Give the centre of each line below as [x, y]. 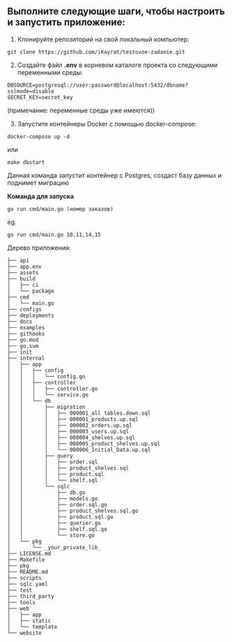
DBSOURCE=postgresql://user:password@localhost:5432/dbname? [98, 85]
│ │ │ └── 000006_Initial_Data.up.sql [79, 449]
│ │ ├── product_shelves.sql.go [73, 511]
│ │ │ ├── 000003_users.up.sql [68, 431]
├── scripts [24, 578]
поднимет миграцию [38, 182]
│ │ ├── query [40, 456]
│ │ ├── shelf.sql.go [57, 529]
